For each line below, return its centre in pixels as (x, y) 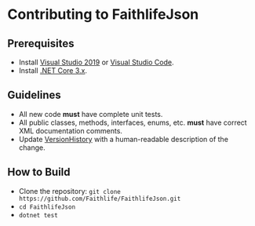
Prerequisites (41, 44)
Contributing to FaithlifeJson (103, 15)
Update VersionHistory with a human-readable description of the (124, 139)
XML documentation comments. (71, 130)
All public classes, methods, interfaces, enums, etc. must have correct (133, 122)
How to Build (39, 172)
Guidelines (34, 95)
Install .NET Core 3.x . (53, 71)
